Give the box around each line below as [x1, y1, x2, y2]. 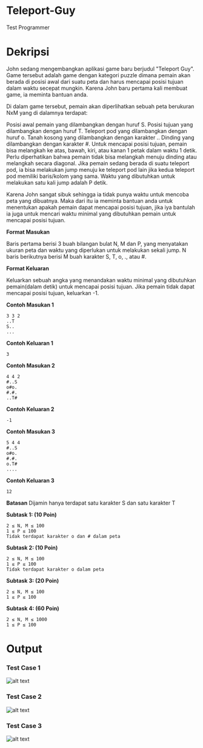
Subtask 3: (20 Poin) [6, 577, 59, 584]
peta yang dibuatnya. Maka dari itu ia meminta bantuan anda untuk [6, 197, 173, 204]
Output [6, 642, 42, 656]
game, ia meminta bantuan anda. [6, 90, 88, 98]
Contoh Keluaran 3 [6, 477, 55, 484]
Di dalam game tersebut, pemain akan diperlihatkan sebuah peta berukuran [6, 103, 195, 110]
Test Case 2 [6, 693, 42, 701]
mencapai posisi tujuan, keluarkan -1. [6, 289, 99, 296]
